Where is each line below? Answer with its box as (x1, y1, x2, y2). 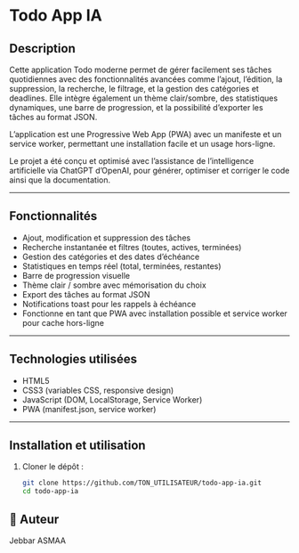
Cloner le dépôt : (21, 461, 85, 472)
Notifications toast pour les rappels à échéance (21, 298, 197, 309)
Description (9, 41, 76, 56)
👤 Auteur (9, 511, 60, 526)
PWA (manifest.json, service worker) (21, 403, 157, 414)
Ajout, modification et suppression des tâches (21, 232, 191, 243)
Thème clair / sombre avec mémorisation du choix (21, 280, 206, 290)
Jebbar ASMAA (9, 535, 67, 546)
